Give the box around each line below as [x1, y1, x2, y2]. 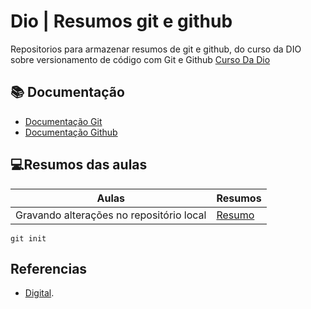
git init [10, 233, 47, 244]
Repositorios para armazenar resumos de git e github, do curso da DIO [10, 43, 302, 55]
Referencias [10, 260, 88, 277]
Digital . [24, 287, 55, 299]
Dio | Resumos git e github [10, 10, 233, 33]
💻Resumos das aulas [10, 156, 148, 174]
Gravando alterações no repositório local [15, 208, 207, 222]
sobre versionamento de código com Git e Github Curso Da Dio [10, 53, 271, 65]
